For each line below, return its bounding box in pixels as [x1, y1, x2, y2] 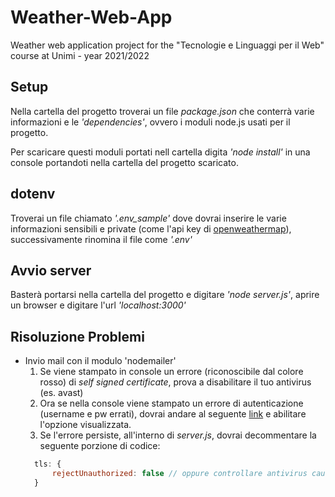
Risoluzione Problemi [10, 328, 145, 345]
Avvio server [10, 262, 92, 279]
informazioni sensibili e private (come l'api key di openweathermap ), [10, 222, 292, 235]
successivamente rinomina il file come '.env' [10, 233, 193, 245]
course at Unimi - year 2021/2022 [10, 49, 150, 61]
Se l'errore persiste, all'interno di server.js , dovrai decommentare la [39, 429, 317, 441]
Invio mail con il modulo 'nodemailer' [24, 355, 177, 367]
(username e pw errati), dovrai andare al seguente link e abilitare [39, 408, 307, 420]
